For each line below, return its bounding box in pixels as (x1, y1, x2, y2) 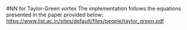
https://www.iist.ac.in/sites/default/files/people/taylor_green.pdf (6, 18, 164, 24)
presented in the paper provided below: (6, 11, 103, 18)
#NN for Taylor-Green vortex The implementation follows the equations (6, 5, 181, 12)
